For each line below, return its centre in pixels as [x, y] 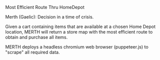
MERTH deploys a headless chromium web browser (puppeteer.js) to [77, 47]
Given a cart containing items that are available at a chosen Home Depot [81, 26]
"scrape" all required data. [33, 52]
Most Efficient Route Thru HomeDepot [45, 7]
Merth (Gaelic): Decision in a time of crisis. [49, 17]
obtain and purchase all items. [37, 37]
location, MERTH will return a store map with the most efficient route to [79, 32]
